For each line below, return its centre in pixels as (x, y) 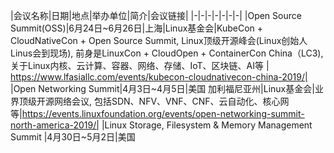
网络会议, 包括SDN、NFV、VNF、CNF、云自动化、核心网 (171, 101)
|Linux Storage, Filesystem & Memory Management (207, 125)
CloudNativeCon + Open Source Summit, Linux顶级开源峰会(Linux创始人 (159, 40)
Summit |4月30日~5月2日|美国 (73, 137)
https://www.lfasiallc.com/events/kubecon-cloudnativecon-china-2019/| (159, 77)
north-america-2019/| (55, 125)
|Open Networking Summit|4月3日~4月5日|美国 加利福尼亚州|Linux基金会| (162, 88)
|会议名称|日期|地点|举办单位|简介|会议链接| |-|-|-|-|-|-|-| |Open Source (156, 15)
